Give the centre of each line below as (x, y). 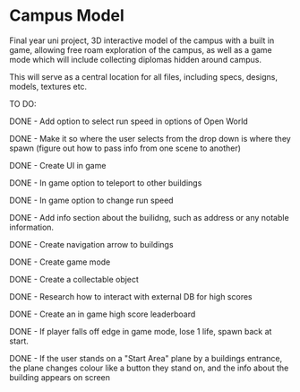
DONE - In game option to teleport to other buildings (106, 183)
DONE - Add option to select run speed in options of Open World (129, 121)
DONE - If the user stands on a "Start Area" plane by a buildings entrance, (146, 358)
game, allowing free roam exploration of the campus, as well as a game (141, 49)
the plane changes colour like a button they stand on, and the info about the (149, 368)
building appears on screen (60, 377)
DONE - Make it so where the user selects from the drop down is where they (150, 138)
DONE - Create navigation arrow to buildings (91, 244)
